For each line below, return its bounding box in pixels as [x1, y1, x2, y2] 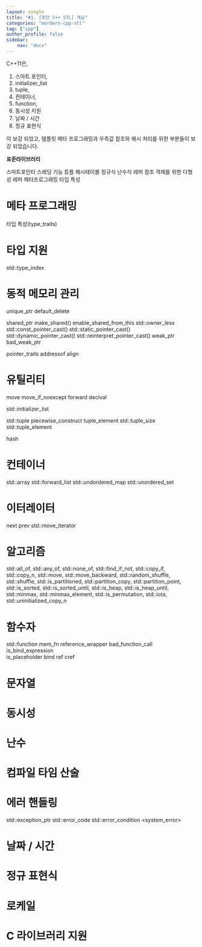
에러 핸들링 [6, 796, 58, 810]
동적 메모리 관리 [6, 287, 80, 301]
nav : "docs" [17, 43, 47, 49]
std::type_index [6, 264, 45, 271]
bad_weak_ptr [6, 338, 41, 345]
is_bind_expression [6, 647, 54, 654]
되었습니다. [12, 143, 39, 150]
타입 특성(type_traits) [6, 220, 57, 227]
